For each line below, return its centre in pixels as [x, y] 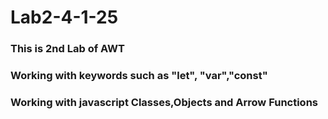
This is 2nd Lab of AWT [68, 49]
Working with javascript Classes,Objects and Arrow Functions [164, 102]
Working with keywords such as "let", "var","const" [139, 76]
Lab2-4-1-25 [64, 17]
